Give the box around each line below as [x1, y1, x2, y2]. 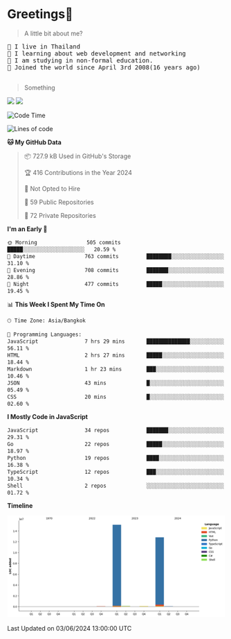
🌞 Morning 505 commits [7, 239, 121, 246]
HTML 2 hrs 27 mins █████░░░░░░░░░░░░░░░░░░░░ [7, 352, 225, 359]
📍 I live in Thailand [7, 42, 81, 51]
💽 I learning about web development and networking [7, 49, 187, 58]
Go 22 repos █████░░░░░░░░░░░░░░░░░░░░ [7, 441, 225, 448]
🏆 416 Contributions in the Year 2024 [24, 168, 133, 176]
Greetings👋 [7, 6, 74, 22]
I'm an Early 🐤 [7, 225, 48, 233]
